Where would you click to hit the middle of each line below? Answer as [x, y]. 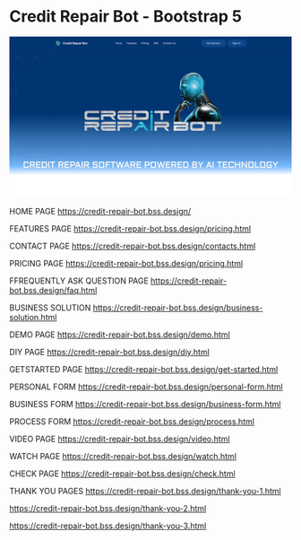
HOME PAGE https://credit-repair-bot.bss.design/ [100, 211]
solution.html [33, 317]
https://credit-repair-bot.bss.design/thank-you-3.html [108, 526]
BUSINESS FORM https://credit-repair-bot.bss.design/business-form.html [145, 404]
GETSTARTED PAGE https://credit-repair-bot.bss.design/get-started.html [144, 369]
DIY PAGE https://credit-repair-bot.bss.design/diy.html [110, 352]
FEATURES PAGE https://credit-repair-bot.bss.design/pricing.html [130, 228]
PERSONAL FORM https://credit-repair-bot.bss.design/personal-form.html [146, 387]
